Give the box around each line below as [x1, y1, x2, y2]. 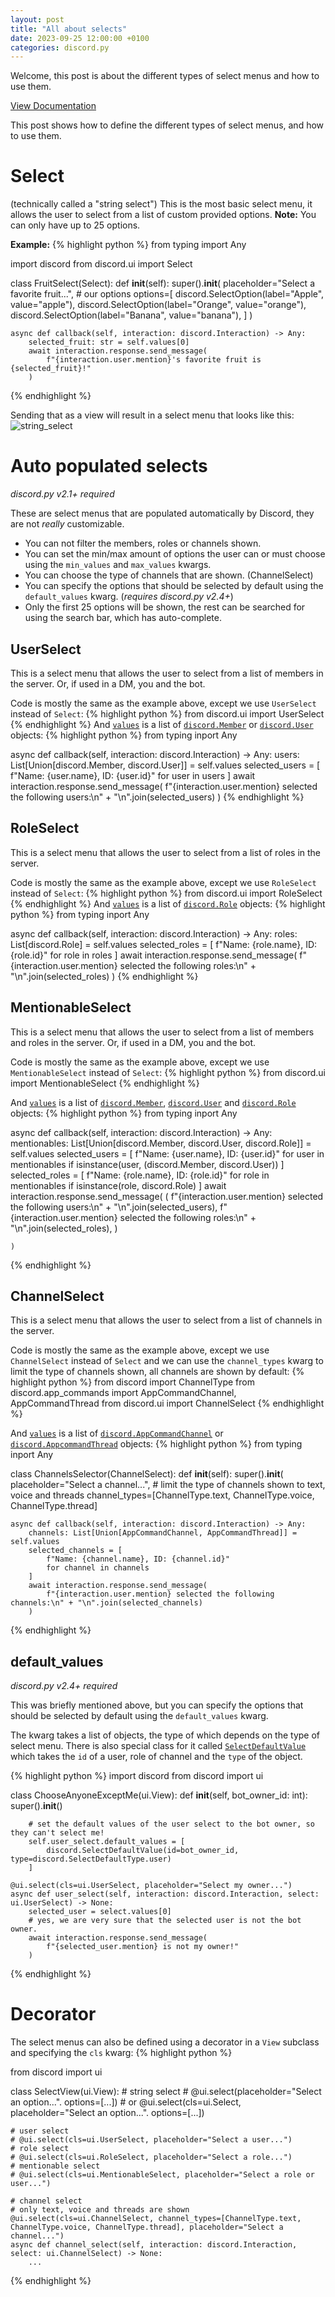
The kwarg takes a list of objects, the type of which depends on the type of [10, 1729, 321, 1741]
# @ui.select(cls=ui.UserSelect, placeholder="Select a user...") [10, 2135, 293, 2145]
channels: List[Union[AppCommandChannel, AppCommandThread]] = [28, 1528, 298, 1538]
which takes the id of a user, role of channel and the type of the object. [10, 1751, 303, 1763]
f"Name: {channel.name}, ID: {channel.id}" [46, 1554, 230, 1565]
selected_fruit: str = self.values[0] [28, 337, 190, 348]
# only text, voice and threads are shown [10, 2205, 190, 2215]
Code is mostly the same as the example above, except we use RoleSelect [10, 876, 317, 888]
